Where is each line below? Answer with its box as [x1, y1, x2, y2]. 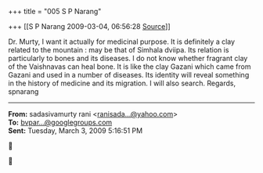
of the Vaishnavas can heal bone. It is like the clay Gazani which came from [8, 62, 251, 71]
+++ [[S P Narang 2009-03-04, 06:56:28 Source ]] [8, 22, 171, 31]
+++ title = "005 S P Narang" [8, 7, 102, 16]
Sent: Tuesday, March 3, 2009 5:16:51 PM [8, 126, 143, 135]
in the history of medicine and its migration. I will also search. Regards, [8, 78, 236, 88]
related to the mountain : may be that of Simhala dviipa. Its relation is [8, 45, 229, 54]
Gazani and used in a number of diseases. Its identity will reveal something [8, 70, 250, 79]
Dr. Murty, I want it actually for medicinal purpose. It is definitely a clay [8, 37, 236, 46]
